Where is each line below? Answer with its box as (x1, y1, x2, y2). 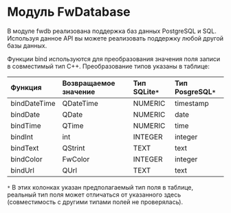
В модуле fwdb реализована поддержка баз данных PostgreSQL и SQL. (7, 27, 217, 35)
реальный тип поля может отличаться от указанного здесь (7, 190, 181, 199)
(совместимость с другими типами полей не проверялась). (7, 197, 184, 206)
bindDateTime (10, 98, 56, 108)
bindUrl (10, 166, 34, 175)
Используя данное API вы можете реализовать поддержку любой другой (7, 34, 224, 42)
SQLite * (133, 87, 159, 96)
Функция (10, 82, 42, 92)
